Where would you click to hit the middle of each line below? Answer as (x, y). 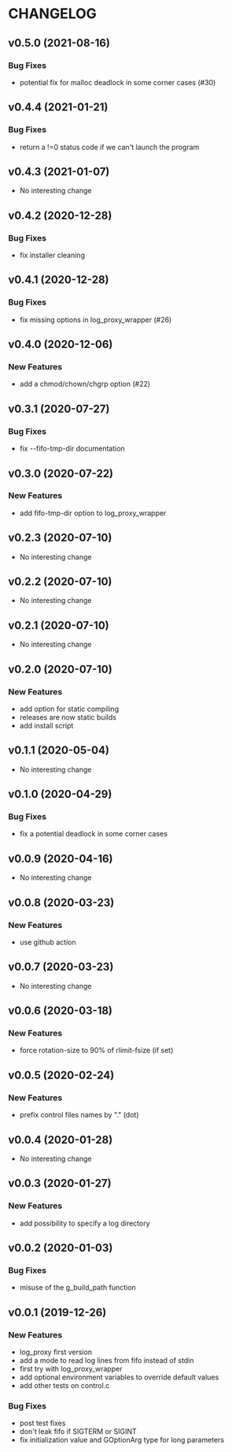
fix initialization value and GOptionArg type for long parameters (122, 1440)
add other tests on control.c (64, 1385)
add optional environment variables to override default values (119, 1377)
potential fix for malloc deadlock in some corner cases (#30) (118, 82)
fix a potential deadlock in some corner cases (93, 834)
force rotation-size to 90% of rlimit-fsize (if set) (96, 1050)
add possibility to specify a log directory (85, 1223)
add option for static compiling (69, 709)
